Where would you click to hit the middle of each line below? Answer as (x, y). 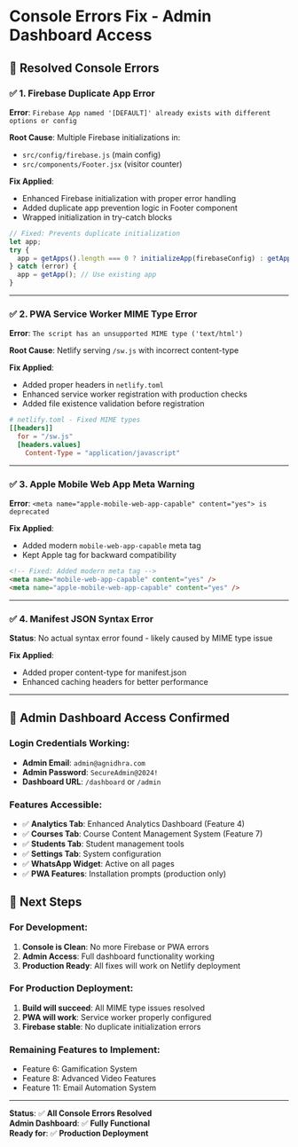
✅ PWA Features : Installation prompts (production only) (124, 873)
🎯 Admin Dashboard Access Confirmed (120, 718)
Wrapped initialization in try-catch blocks (97, 217)
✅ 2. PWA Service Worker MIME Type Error (103, 314)
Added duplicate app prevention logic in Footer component (129, 208)
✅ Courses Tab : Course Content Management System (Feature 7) (142, 833)
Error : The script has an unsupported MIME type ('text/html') (126, 334)
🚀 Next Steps (46, 902)
